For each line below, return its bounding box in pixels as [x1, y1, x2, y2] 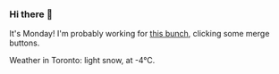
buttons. [9, 37, 40, 48]
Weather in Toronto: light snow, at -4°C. [9, 55, 156, 66]
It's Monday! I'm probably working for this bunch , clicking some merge [9, 29, 270, 39]
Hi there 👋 [9, 8, 54, 21]
